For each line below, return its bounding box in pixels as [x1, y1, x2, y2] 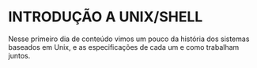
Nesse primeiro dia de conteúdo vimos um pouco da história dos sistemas [8, 34, 250, 43]
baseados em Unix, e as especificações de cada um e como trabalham [8, 42, 240, 51]
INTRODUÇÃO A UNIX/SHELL [8, 8, 203, 26]
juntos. [8, 51, 31, 60]
